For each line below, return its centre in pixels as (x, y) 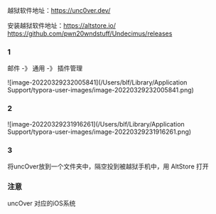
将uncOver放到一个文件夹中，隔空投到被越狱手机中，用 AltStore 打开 (108, 166)
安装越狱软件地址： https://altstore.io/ (61, 26)
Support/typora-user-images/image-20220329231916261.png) (99, 132)
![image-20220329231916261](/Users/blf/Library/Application (96, 124)
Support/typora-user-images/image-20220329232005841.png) (101, 90)
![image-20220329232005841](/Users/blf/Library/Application (97, 82)
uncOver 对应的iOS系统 (42, 203)
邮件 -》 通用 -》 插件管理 (45, 68)
